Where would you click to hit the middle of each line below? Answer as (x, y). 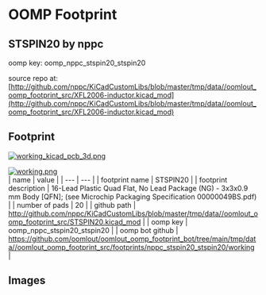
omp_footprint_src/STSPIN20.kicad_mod (75, 222)
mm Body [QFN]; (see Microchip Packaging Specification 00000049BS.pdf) (133, 197)
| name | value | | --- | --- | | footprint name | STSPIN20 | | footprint (118, 179)
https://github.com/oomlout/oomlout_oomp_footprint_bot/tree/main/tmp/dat (132, 239)
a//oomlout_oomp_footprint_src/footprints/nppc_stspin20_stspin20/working (132, 247)
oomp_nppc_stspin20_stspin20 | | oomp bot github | (93, 230)
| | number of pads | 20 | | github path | (72, 205)
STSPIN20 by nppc (56, 44)
